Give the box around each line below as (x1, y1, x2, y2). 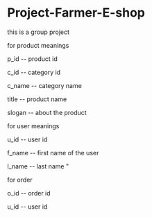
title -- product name (7, 95, 67, 103)
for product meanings (7, 41, 69, 49)
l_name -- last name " (7, 162, 69, 171)
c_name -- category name (7, 81, 82, 89)
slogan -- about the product (7, 108, 87, 116)
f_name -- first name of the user (7, 148, 99, 157)
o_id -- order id (7, 189, 51, 197)
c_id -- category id (7, 68, 61, 76)
